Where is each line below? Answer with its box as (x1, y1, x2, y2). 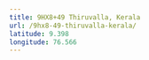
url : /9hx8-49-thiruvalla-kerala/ (9, 21, 137, 30)
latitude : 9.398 (9, 29, 69, 38)
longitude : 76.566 (9, 37, 77, 47)
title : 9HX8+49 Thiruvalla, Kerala (9, 12, 141, 22)
